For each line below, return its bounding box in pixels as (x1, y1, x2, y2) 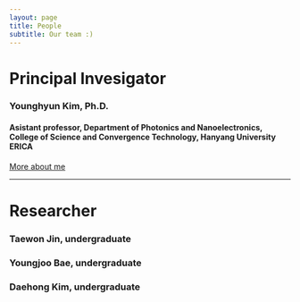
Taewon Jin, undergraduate (9, 232, 132, 245)
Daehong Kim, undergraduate (9, 281, 141, 293)
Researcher (9, 200, 97, 221)
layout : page (9, 13, 58, 22)
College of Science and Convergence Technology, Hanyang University (9, 131, 277, 143)
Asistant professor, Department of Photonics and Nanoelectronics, (9, 122, 263, 133)
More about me (9, 161, 66, 172)
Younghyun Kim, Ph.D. (9, 100, 109, 113)
